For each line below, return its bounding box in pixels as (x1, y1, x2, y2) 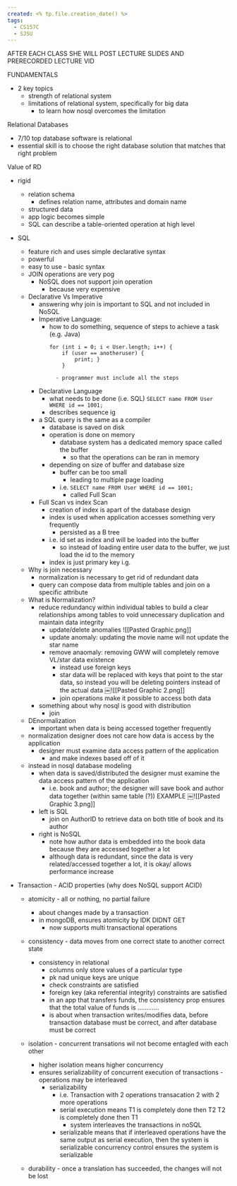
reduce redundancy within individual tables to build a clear (38, 603, 209, 611)
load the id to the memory (59, 551, 135, 559)
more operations (59, 1098, 108, 1107)
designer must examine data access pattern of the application (38, 746, 219, 755)
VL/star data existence (49, 656, 115, 664)
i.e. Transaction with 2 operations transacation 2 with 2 (59, 1091, 220, 1099)
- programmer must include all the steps (55, 375, 179, 382)
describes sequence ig (49, 408, 116, 417)
